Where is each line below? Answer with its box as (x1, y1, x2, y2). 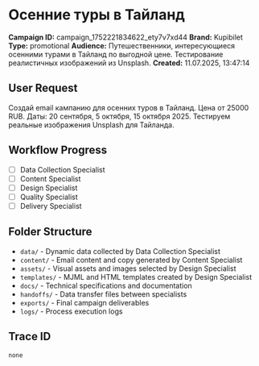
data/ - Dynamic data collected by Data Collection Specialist (19, 246, 221, 256)
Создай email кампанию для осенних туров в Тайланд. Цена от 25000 (8, 102, 249, 112)
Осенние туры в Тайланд (8, 6, 185, 24)
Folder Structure (8, 225, 92, 239)
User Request (8, 81, 78, 95)
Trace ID (8, 330, 51, 343)
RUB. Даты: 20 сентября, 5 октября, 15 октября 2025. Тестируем (8, 111, 231, 121)
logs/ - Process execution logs (19, 306, 123, 316)
